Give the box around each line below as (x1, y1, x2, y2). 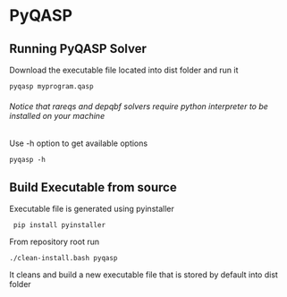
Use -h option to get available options (9, 138, 148, 148)
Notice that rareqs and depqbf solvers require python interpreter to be (9, 100, 268, 112)
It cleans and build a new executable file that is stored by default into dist (9, 269, 279, 280)
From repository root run (9, 236, 100, 247)
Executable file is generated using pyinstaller (9, 203, 174, 215)
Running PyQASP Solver (9, 41, 148, 56)
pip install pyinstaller (13, 221, 106, 230)
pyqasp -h (9, 156, 46, 165)
